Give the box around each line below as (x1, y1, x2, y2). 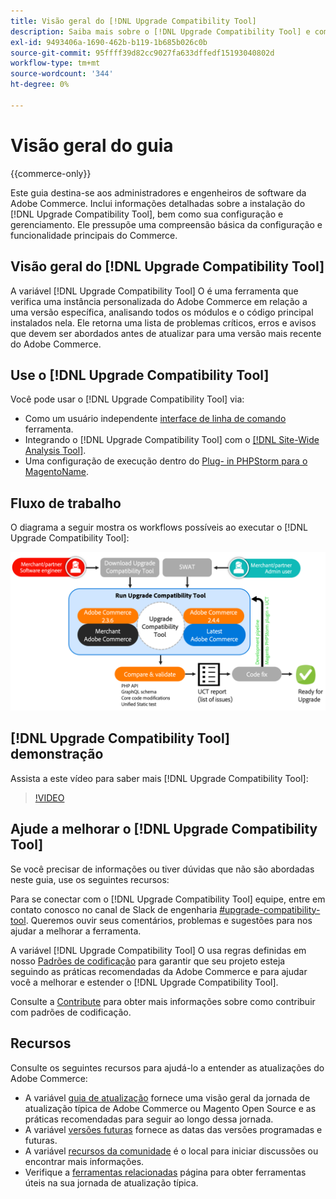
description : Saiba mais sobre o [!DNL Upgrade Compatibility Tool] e (10, 26, 311, 37)
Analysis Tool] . (24, 445, 87, 457)
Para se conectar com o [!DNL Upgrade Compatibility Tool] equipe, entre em (10, 893, 326, 905)
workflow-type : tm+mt (10, 58, 101, 69)
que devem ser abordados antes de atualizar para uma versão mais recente (10, 327, 322, 339)
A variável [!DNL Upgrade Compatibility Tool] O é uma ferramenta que (10, 285, 299, 297)
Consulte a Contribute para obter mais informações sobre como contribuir (10, 995, 316, 1007)
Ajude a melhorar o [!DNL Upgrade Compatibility (10, 821, 318, 838)
